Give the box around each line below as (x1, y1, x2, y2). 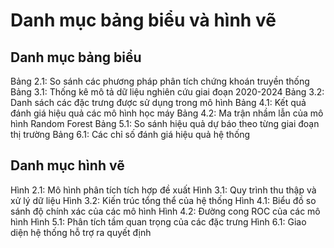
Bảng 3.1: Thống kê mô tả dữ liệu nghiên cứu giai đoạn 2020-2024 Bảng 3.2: (10, 86, 325, 98)
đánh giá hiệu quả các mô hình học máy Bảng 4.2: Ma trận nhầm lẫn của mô (10, 107, 324, 119)
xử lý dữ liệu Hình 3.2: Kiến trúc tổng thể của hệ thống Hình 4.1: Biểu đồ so (10, 194, 317, 206)
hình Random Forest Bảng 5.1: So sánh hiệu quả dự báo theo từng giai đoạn (10, 118, 320, 129)
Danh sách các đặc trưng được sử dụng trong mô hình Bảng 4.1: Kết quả (10, 97, 307, 108)
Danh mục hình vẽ (10, 157, 125, 174)
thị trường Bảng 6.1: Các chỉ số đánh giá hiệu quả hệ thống (10, 129, 251, 140)
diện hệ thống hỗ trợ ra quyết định (10, 226, 152, 238)
